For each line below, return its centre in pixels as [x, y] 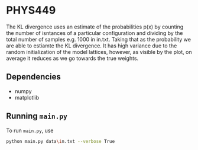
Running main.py [37, 116]
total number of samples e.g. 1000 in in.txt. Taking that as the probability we [98, 39]
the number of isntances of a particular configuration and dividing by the [95, 33]
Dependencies [33, 77]
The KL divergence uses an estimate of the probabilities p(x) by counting [95, 27]
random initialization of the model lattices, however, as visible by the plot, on [99, 52]
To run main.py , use [30, 130]
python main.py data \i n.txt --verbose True [61, 141]
